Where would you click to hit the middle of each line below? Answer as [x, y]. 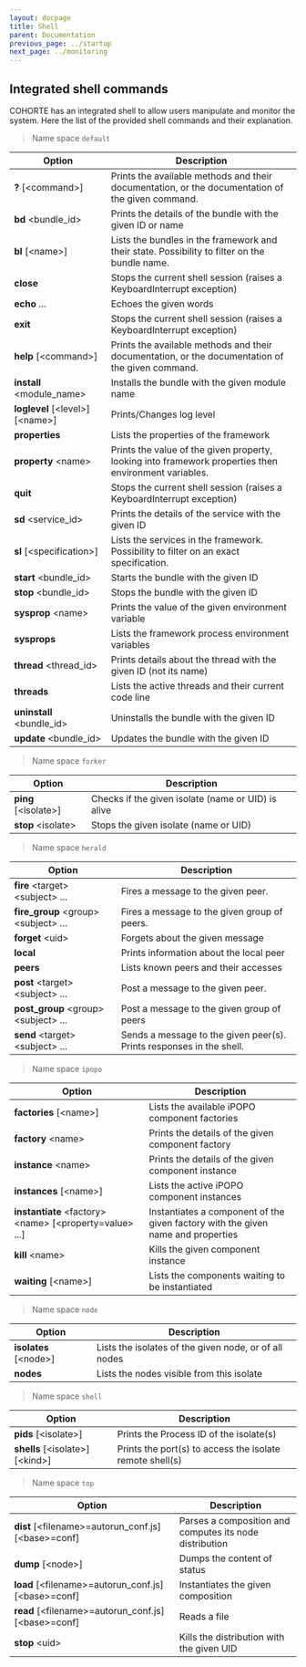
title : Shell [34, 26]
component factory [190, 1144]
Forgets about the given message [192, 938]
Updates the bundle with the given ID [190, 738]
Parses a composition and [235, 1520]
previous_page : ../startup [61, 43]
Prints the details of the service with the [195, 514]
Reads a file [204, 1616]
